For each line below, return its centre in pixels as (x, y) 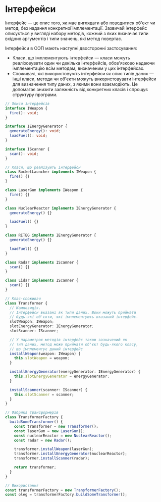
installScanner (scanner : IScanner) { (49, 390)
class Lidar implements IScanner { (42, 281)
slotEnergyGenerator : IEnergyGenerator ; (52, 326)
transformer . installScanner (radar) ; (52, 458)
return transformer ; (35, 467)
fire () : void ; (24, 113)
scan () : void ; (24, 154)
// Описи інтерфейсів (27, 103)
